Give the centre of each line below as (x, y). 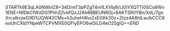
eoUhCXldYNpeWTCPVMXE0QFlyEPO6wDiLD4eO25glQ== (68, 23)
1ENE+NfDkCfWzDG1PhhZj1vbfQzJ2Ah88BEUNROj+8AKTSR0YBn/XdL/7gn (84, 12)
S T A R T (13, 7)
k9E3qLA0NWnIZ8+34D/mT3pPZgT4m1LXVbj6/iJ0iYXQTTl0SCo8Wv (92, 7)
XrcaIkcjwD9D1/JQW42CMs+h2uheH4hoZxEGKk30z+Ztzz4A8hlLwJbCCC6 (85, 18)
